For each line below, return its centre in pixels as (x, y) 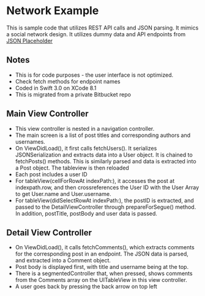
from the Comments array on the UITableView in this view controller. (101, 280)
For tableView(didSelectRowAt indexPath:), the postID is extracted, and (104, 200)
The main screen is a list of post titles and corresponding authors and (103, 135)
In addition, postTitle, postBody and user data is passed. (86, 213)
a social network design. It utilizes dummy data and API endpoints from (96, 34)
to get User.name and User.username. (63, 193)
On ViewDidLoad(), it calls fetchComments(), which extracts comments (105, 247)
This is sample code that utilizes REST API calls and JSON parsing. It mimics (102, 28)
